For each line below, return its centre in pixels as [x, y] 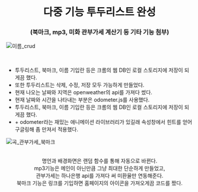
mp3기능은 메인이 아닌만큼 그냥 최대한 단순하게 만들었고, [100, 168]
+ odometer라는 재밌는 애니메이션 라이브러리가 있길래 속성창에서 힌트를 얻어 [103, 122]
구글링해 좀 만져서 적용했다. [47, 129]
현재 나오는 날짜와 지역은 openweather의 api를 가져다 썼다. [84, 92]
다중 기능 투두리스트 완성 [100, 12]
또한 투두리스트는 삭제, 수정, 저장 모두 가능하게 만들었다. [79, 85]
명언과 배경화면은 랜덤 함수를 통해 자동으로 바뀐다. [100, 161]
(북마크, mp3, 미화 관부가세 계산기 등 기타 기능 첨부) [100, 32]
